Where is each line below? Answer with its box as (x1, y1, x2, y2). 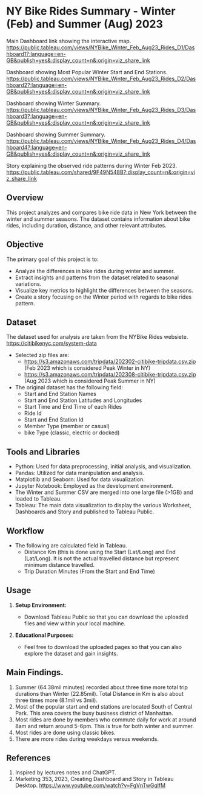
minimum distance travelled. (24, 561, 95, 568)
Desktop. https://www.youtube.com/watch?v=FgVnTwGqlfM (15, 782, 165, 789)
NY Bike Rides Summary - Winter (6, 4, 176, 18)
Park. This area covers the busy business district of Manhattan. (15, 709, 174, 717)
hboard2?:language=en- (6, 81, 67, 89)
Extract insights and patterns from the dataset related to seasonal (15, 274, 179, 281)
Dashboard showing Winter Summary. (6, 99, 101, 107)
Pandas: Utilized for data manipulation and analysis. (15, 470, 144, 477)
